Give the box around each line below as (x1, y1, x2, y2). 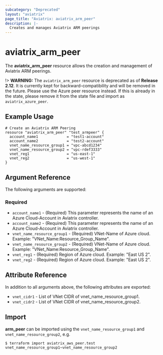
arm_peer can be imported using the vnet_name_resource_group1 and (5, 326, 145, 332)
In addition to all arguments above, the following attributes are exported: (5, 284, 151, 290)
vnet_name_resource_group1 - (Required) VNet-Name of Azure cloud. (12, 230, 151, 236)
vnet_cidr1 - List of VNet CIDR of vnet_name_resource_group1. (12, 293, 140, 300)
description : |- (5, 21, 38, 26)
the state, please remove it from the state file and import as (5, 93, 125, 99)
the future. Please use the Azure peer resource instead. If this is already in (5, 88, 156, 94)
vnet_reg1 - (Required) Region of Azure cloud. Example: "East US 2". (12, 251, 151, 257)
